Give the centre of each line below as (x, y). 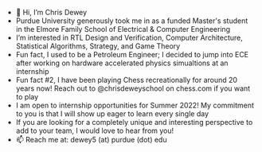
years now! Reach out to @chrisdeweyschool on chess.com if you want (133, 88)
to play (27, 97)
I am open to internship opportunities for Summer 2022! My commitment (135, 105)
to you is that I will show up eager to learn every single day (112, 114)
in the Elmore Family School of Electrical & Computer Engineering (123, 29)
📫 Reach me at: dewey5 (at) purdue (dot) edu (91, 140)
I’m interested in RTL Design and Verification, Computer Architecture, (129, 37)
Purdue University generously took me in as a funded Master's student (132, 21)
